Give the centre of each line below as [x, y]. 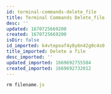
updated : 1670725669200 [37, 29]
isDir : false [23, 40]
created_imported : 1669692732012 [49, 68]
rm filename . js [26, 85]
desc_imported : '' [30, 57]
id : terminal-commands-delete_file [52, 12]
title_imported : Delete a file [46, 52]
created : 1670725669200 [37, 35]
